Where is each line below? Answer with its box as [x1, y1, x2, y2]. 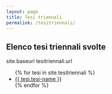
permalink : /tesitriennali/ [6, 20, 76, 26]
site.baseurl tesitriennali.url [6, 58, 72, 65]
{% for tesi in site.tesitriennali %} [14, 69, 95, 76]
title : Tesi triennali [6, 14, 62, 20]
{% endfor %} [14, 82, 49, 89]
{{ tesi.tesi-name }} [14, 76, 62, 83]
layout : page [6, 8, 39, 15]
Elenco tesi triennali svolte [6, 42, 106, 52]
